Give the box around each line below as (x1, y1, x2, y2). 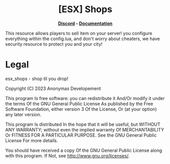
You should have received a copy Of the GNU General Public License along (5, 147, 162, 153)
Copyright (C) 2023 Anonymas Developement (5, 85, 101, 91)
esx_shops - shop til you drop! (5, 75, 69, 82)
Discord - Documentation (58, 20, 113, 26)
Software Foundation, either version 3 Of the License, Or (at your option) (5, 106, 157, 112)
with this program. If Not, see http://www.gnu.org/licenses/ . (5, 152, 130, 158)
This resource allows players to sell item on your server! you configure (5, 30, 152, 36)
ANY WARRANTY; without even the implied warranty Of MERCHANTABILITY (5, 126, 164, 133)
